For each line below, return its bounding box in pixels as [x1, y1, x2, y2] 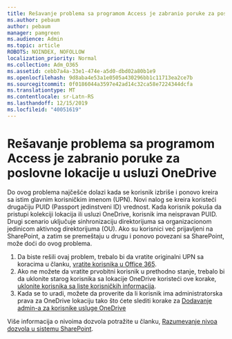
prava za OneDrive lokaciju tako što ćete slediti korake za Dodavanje [17, 296, 213, 305]
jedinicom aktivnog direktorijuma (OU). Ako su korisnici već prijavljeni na [7, 225, 213, 233]
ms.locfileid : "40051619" [7, 106, 81, 113]
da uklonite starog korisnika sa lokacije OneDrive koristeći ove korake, [17, 274, 217, 282]
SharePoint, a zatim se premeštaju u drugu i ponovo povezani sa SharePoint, [7, 232, 224, 240]
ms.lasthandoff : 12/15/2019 [7, 100, 88, 107]
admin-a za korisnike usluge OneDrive [17, 304, 126, 312]
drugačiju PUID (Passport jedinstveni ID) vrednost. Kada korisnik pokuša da [7, 203, 222, 211]
